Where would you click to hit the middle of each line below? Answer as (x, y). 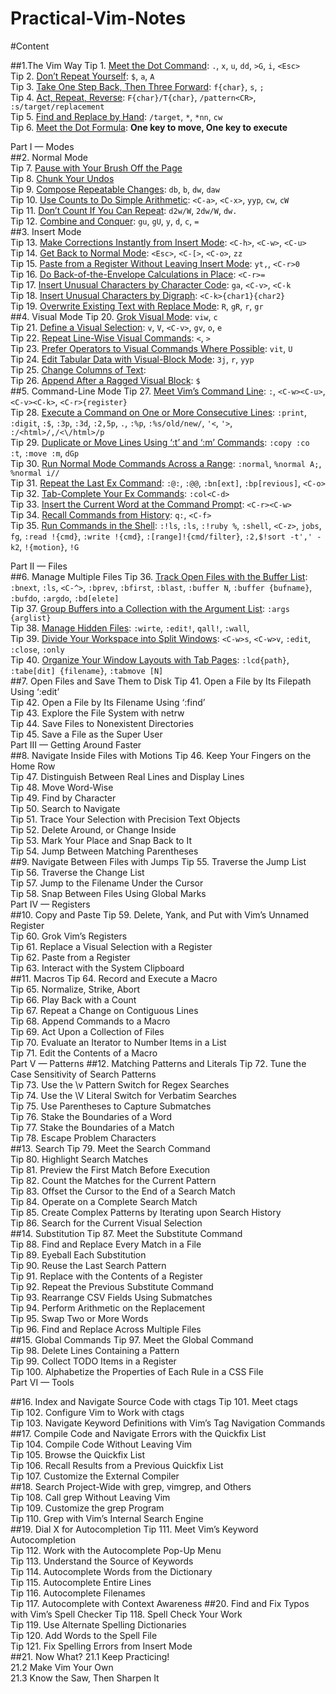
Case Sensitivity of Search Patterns (83, 1074)
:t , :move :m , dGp (45, 453)
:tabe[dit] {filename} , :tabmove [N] (87, 670)
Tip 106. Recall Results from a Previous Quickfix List (117, 1465)
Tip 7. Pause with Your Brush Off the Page (96, 168)
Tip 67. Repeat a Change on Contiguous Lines (104, 1010)
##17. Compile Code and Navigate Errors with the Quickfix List (138, 1433)
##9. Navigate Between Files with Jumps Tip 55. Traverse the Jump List (158, 861)
